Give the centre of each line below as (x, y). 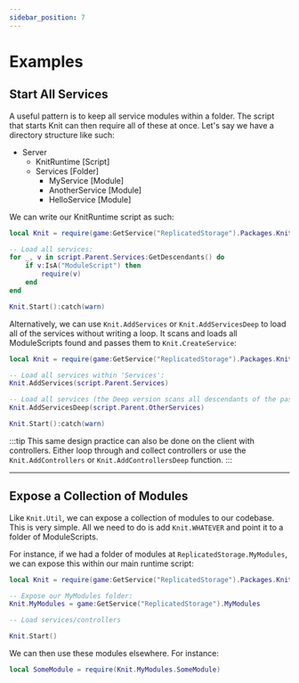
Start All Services (59, 95)
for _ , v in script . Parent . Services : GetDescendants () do (117, 258)
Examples (46, 61)
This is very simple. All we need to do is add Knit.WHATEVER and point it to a (146, 527)
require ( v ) (61, 274)
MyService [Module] (86, 180)
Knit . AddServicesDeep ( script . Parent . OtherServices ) (107, 408)
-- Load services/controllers (65, 621)
